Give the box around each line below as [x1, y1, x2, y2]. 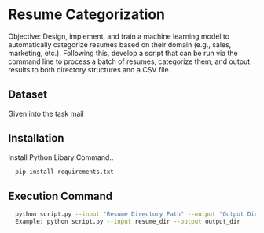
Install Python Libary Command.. [8, 152, 114, 162]
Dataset [8, 88, 48, 102]
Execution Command [8, 189, 113, 202]
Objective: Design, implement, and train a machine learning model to [8, 31, 230, 41]
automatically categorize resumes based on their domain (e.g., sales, [8, 39, 232, 49]
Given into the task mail [8, 109, 84, 118]
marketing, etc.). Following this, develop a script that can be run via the [8, 48, 238, 57]
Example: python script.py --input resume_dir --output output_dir [15, 218, 241, 226]
